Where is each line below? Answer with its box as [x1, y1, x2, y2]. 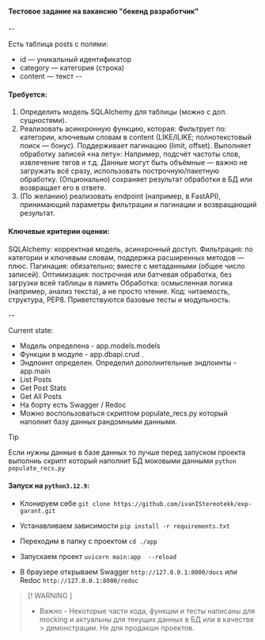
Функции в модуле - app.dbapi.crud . [19, 349, 144, 358]
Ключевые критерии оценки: [8, 227, 110, 236]
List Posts [19, 374, 52, 384]
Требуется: [8, 90, 47, 99]
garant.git [19, 507, 56, 515]
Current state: [8, 325, 54, 335]
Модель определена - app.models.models [19, 341, 161, 351]
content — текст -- [19, 71, 82, 81]
